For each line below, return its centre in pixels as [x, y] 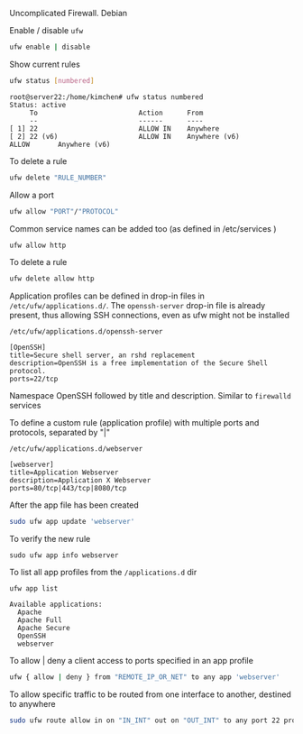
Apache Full [40, 620]
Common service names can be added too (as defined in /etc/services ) [143, 228]
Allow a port [32, 195]
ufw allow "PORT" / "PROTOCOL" [64, 211]
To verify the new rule [50, 539]
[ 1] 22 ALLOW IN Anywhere [115, 128]
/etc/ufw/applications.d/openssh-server [87, 332]
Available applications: [56, 605]
